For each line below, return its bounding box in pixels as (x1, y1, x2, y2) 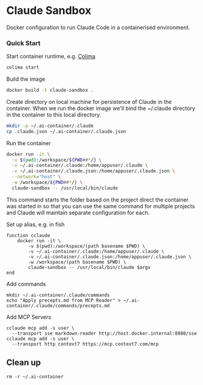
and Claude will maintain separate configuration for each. (6, 209, 150, 216)
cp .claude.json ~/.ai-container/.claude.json (6, 128, 126, 134)
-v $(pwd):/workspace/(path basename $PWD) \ (28, 243, 146, 249)
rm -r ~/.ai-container (6, 373, 64, 380)
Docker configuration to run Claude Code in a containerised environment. (6, 24, 190, 31)
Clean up (6, 358, 41, 368)
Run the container (6, 139, 51, 146)
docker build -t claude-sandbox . (6, 87, 94, 94)
